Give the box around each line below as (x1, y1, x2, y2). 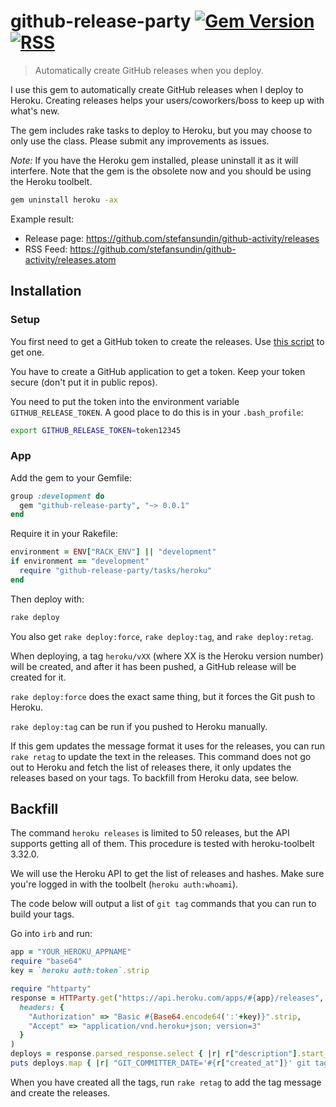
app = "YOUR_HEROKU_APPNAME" (10, 947, 132, 957)
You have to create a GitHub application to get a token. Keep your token (10, 365, 306, 377)
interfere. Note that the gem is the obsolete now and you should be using (10, 165, 312, 177)
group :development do (10, 491, 105, 501)
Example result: (10, 213, 75, 225)
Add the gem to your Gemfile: (10, 471, 132, 484)
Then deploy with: (10, 593, 85, 605)
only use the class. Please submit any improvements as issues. (10, 135, 270, 147)
